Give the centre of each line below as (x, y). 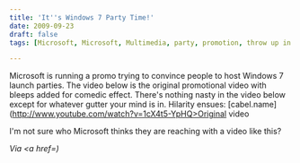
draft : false (34, 34)
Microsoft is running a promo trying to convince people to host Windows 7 (147, 76)
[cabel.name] (252, 105)
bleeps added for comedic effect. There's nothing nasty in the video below (147, 95)
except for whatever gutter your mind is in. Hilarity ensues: (118, 105)
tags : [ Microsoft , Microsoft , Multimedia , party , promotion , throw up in (150, 43)
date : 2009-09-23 (42, 26)
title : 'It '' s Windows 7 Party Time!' (82, 17)
